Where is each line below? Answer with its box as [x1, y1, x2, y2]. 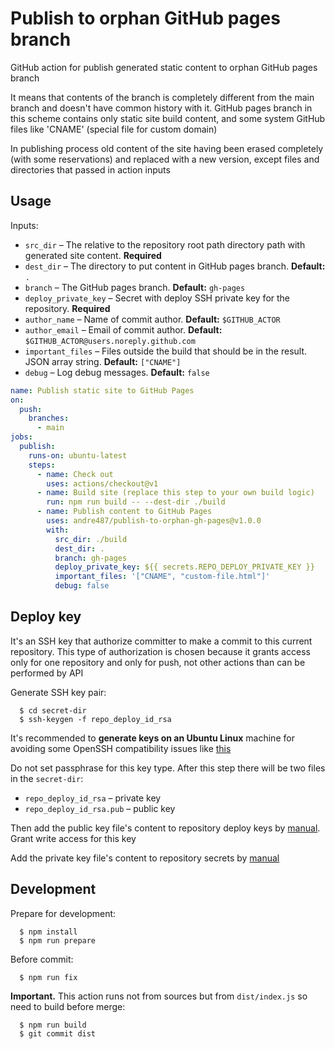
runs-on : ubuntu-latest [28, 450, 128, 461]
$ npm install [19, 927, 78, 937]
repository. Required [24, 302, 111, 314]
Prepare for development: [10, 907, 117, 919]
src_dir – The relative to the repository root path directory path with [24, 238, 306, 251]
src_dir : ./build [54, 534, 128, 544]
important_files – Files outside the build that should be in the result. [24, 345, 308, 357]
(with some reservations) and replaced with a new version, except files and [10, 153, 320, 165]
